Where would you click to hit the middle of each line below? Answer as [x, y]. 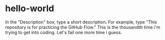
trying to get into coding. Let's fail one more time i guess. [64, 32]
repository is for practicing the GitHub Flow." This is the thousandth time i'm [83, 27]
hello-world [30, 9]
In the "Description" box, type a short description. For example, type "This [81, 22]
